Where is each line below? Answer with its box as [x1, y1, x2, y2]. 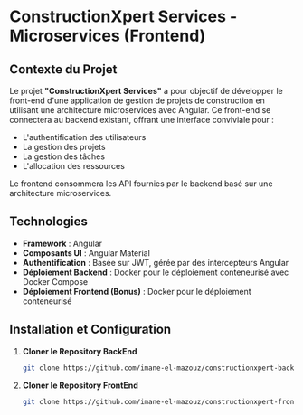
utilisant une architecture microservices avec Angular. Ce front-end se [9, 105, 271, 115]
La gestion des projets [22, 142, 106, 152]
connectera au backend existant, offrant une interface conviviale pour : [9, 115, 274, 125]
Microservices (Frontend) [9, 25, 206, 46]
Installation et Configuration [9, 322, 172, 337]
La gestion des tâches [22, 151, 106, 162]
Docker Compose [22, 276, 89, 287]
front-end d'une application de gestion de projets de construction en [9, 95, 265, 106]
